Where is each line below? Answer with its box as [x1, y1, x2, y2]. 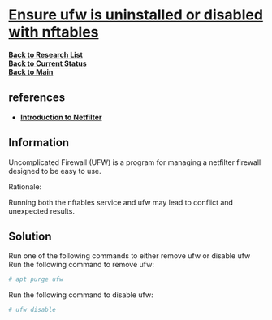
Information [8, 136, 70, 149]
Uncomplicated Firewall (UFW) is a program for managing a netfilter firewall [8, 157, 261, 167]
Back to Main [8, 67, 54, 76]
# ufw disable [8, 306, 57, 314]
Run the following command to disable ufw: [8, 290, 153, 300]
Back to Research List [8, 50, 84, 59]
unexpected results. [8, 205, 76, 216]
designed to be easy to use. [8, 166, 101, 175]
